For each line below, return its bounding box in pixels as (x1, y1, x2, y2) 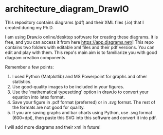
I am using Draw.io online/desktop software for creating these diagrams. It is (5, 34, 158, 40)
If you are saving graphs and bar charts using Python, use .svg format (12, 109, 152, 115)
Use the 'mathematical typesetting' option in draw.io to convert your (12, 89, 149, 95)
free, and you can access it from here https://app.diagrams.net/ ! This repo (5, 39, 154, 45)
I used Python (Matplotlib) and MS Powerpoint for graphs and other (12, 73, 147, 79)
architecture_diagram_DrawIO (5, 3, 129, 15)
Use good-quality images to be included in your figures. (12, 84, 124, 89)
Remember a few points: (5, 64, 54, 70)
